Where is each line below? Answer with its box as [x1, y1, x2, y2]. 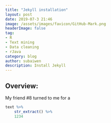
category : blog [5, 53, 37, 59]
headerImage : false [5, 26, 46, 31]
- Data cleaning [5, 44, 39, 49]
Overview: [5, 81, 38, 90]
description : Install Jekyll [5, 63, 66, 68]
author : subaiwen [5, 58, 41, 63]
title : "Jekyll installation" [5, 7, 68, 12]
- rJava [5, 49, 21, 54]
